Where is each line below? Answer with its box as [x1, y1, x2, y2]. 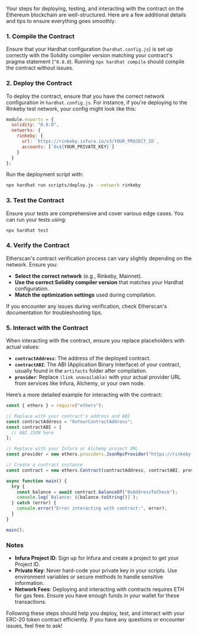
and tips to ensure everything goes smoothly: [6, 18, 116, 24]
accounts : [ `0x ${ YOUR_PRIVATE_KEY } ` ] [21, 144, 115, 150]
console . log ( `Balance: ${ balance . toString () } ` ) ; [16, 495, 138, 501]
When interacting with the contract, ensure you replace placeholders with [6, 337, 184, 344]
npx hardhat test [6, 227, 49, 233]
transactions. [14, 598, 47, 606]
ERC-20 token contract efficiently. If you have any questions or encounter [6, 616, 185, 623]
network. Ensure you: [6, 261, 58, 268]
